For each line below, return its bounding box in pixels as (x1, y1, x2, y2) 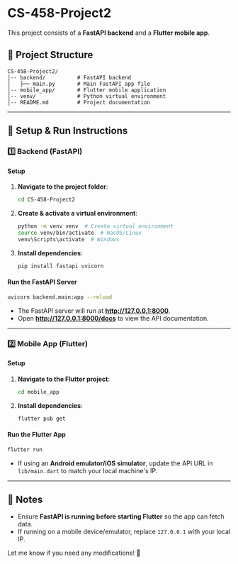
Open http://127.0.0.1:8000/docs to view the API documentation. (17, 314, 209, 322)
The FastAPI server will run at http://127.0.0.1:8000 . (17, 306, 171, 315)
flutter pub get (17, 415, 66, 422)
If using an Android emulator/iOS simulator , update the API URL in (17, 459, 213, 468)
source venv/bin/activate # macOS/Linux (17, 229, 142, 237)
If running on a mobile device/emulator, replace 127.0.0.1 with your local (17, 527, 231, 536)
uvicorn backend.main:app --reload (7, 293, 113, 301)
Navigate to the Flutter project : (17, 375, 110, 383)
